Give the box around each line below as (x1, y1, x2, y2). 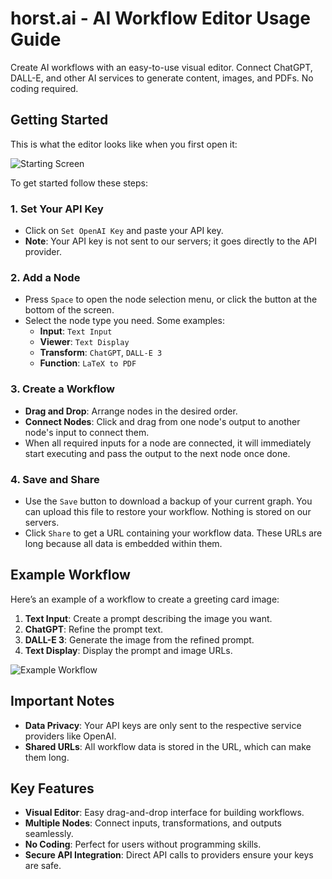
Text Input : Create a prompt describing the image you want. (24, 612, 273, 624)
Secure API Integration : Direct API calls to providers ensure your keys (24, 849, 314, 861)
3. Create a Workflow (10, 382, 115, 396)
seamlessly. (24, 828, 74, 840)
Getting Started (10, 112, 109, 129)
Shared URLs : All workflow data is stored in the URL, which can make (24, 740, 312, 752)
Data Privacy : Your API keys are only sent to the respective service (24, 719, 302, 731)
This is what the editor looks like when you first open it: (10, 138, 238, 150)
